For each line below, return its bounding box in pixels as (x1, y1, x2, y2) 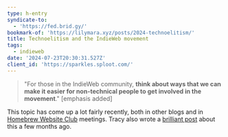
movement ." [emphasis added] (23, 94, 113, 103)
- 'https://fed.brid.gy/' (13, 23, 88, 29)
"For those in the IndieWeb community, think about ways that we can (23, 79, 221, 88)
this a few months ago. (7, 122, 72, 130)
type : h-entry (7, 10, 48, 17)
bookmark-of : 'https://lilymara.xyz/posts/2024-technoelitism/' (7, 29, 195, 36)
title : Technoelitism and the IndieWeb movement (7, 36, 149, 42)
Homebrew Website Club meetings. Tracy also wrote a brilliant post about (7, 114, 216, 123)
